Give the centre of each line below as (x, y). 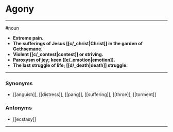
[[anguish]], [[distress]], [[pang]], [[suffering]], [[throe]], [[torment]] (84, 95)
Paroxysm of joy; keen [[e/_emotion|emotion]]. (64, 60)
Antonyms (19, 108)
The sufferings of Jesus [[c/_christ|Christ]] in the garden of (78, 43)
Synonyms (19, 83)
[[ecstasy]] (24, 119)
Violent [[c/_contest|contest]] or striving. (58, 54)
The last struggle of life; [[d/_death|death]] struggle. (70, 65)
